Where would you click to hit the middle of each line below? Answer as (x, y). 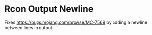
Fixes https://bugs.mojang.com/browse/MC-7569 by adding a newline (76, 22)
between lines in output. (29, 27)
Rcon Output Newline (49, 9)
